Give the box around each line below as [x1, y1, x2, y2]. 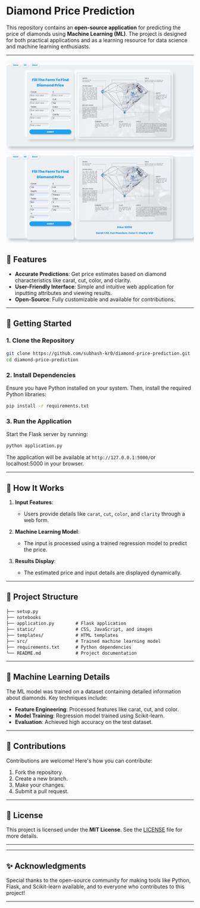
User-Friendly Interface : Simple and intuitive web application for [14, 283, 174, 290]
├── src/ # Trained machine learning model [6, 638, 161, 644]
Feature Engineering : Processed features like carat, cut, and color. [14, 705, 179, 713]
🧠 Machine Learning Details [6, 672, 110, 682]
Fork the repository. [14, 769, 64, 776]
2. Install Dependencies [6, 371, 76, 379]
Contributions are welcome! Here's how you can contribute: [6, 757, 153, 764]
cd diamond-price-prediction [6, 357, 79, 363]
